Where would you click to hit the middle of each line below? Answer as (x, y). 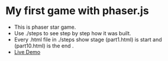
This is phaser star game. (45, 27)
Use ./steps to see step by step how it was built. (72, 33)
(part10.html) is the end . (44, 46)
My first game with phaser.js (77, 11)
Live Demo (27, 52)
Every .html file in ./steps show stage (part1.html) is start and (88, 39)
